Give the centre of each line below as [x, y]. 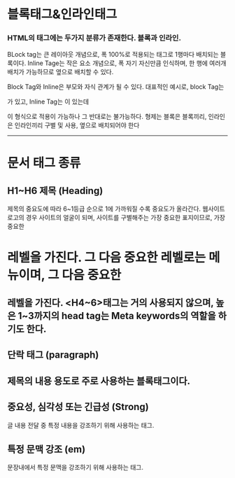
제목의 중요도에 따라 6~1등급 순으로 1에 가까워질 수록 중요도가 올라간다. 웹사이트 [116, 209]
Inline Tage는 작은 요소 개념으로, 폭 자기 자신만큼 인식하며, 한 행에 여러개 [127, 63]
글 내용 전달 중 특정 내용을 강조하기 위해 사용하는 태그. [81, 425]
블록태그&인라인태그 [62, 14]
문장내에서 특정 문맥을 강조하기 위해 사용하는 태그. [76, 468]
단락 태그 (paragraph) [53, 355]
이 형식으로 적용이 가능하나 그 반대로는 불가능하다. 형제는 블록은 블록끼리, [107, 117]
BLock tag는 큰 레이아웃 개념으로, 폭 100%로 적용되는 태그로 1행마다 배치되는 [113, 55]
